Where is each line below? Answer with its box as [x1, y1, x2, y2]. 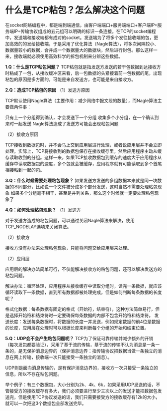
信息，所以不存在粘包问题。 [5, 371, 62, 377]
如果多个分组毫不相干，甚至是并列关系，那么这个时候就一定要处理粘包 [10, 190, 155, 196]
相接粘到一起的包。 [5, 167, 45, 173]
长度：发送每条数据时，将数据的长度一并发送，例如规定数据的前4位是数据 [9, 318, 161, 325]
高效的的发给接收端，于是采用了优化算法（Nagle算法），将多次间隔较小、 [9, 40, 159, 46]
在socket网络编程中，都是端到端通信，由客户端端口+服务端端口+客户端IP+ [5, 22, 158, 28]
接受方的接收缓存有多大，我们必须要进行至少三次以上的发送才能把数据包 [9, 388, 158, 394]
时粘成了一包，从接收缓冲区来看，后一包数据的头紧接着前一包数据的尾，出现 [5, 70, 162, 76]
